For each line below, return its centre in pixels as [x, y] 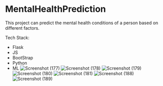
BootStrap [23, 57]
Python [20, 63]
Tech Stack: [17, 38]
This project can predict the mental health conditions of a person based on [82, 23]
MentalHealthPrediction [56, 9]
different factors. [22, 28]
